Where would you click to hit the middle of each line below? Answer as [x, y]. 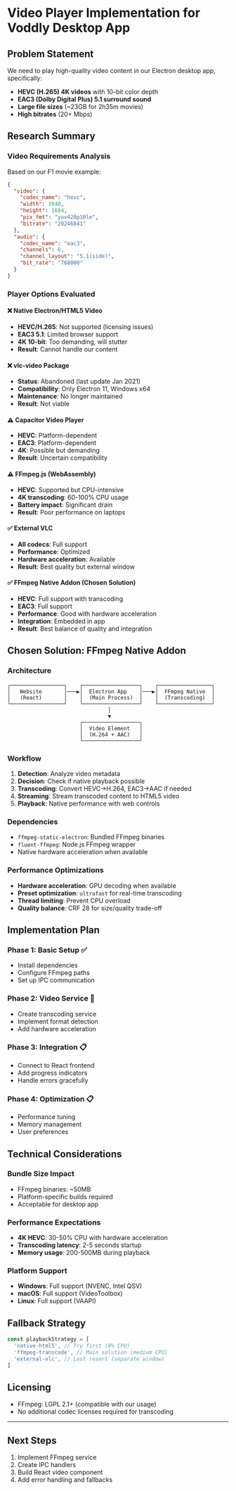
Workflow [25, 759]
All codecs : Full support [52, 544]
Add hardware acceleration [57, 1028]
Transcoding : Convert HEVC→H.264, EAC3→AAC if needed [104, 788]
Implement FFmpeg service [57, 1457]
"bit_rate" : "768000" [51, 263]
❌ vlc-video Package [38, 365]
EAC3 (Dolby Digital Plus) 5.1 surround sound [84, 99]
